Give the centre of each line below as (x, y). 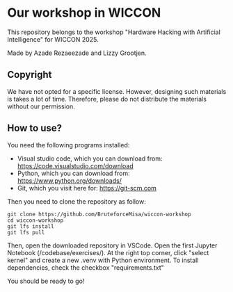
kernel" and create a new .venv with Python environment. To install (103, 260)
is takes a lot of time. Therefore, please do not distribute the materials (107, 99)
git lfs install (31, 226)
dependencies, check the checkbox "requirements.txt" (86, 267)
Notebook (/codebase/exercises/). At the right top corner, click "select (108, 252)
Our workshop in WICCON (84, 13)
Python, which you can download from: (73, 173)
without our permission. (41, 106)
